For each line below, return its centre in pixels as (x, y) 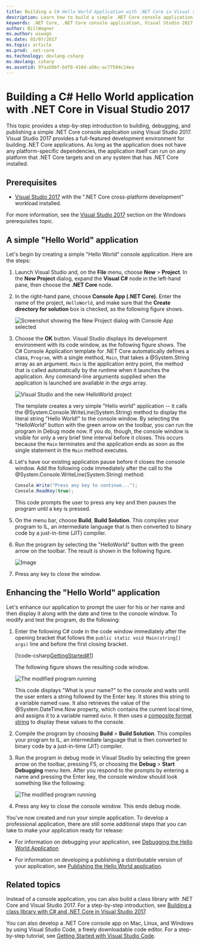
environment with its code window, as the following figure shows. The (100, 345)
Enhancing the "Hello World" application (83, 593)
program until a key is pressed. (53, 509)
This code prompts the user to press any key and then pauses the (96, 502)
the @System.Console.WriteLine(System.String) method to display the (101, 412)
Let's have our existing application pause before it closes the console (100, 461)
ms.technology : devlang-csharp (45, 56)
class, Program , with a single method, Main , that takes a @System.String (102, 357)
